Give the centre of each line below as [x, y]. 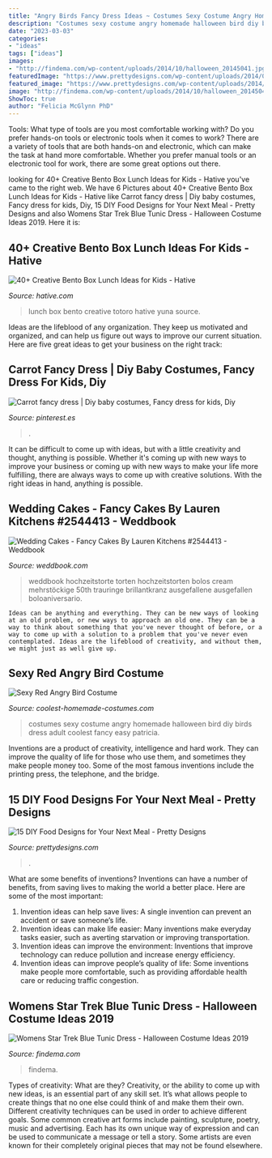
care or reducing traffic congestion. [79, 981]
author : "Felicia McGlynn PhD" [61, 106]
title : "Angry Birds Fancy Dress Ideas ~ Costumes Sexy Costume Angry [130, 16]
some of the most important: [56, 896]
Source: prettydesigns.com [53, 848]
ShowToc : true [32, 99]
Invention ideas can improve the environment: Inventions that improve [136, 946]
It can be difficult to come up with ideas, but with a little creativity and [125, 449]
